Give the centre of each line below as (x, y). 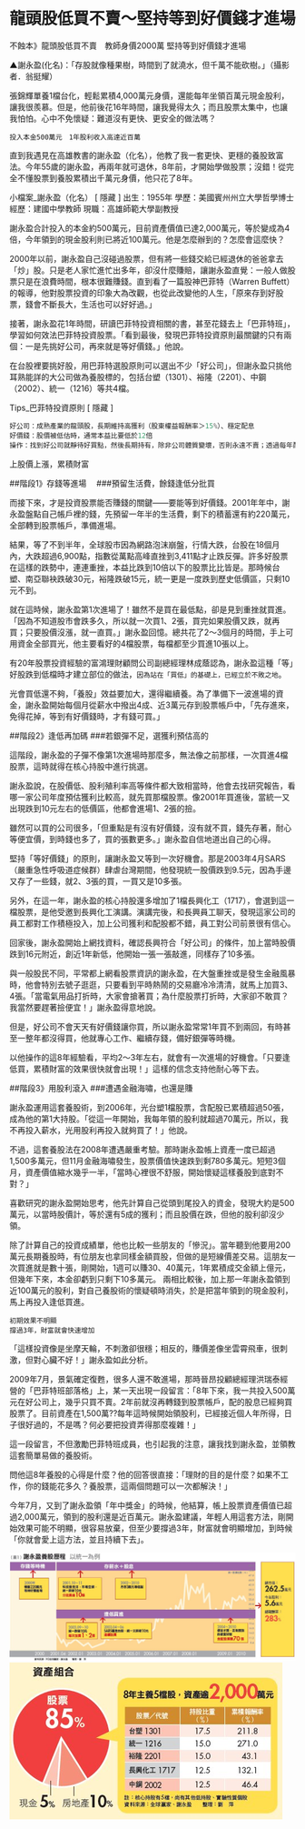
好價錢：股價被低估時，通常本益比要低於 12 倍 (81, 436)
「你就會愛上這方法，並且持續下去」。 (79, 1539)
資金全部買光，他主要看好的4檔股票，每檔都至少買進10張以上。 (135, 643)
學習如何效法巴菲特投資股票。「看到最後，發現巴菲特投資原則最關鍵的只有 (147, 335)
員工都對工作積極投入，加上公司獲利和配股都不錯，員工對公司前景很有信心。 (152, 923)
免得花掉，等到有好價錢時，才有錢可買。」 (87, 716)
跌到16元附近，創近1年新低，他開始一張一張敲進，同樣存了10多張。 (135, 954)
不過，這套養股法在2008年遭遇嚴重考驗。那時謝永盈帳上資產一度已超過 (143, 1149)
